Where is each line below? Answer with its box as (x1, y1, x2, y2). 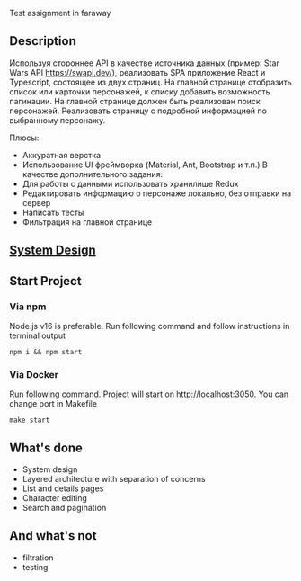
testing (22, 561, 49, 572)
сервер (22, 197, 51, 208)
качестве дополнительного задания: (22, 168, 164, 179)
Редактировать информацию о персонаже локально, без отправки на (22, 188, 292, 199)
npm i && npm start (9, 347, 83, 356)
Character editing (22, 493, 88, 503)
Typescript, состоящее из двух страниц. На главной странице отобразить (9, 76, 292, 87)
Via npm (9, 300, 47, 313)
